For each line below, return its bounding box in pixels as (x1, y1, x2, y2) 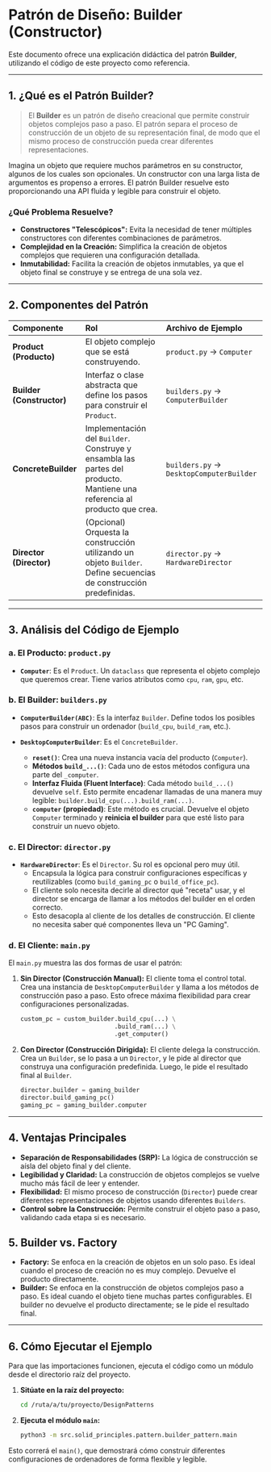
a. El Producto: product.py (8, 647, 111, 659)
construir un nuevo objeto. (31, 821, 120, 830)
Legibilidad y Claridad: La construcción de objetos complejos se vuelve (19, 1169, 261, 1179)
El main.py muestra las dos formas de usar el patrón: (8, 958, 183, 968)
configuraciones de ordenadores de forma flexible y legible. (8, 1454, 207, 1464)
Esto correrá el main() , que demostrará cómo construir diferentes (8, 1445, 226, 1455)
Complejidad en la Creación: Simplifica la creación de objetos (19, 242, 227, 252)
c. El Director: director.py (8, 841, 111, 852)
